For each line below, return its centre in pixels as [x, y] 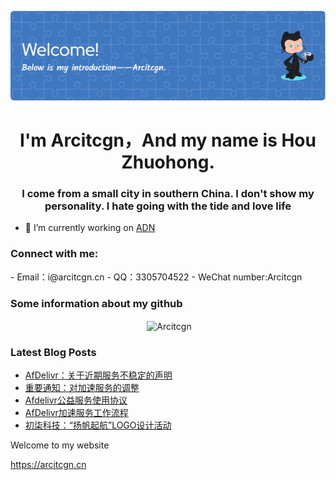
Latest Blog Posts [53, 352]
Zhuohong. [168, 162]
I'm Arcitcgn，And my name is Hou [168, 140]
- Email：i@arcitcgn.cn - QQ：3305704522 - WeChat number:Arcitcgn [156, 277]
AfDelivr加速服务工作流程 [76, 413]
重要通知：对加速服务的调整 [82, 388]
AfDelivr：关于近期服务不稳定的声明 [98, 375]
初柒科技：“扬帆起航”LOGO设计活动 [98, 425]
